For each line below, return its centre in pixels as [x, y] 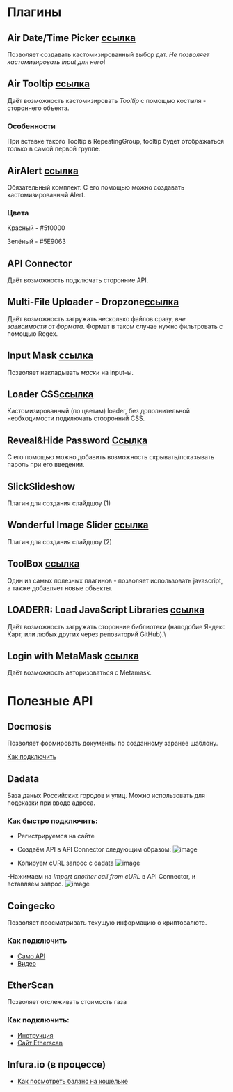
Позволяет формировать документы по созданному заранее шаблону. [113, 744]
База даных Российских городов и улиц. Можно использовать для [106, 796]
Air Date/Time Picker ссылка [71, 38]
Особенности [31, 126]
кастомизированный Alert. [46, 194]
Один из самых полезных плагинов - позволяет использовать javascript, [115, 580]
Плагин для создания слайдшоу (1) [59, 503]
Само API [31, 956]
